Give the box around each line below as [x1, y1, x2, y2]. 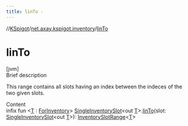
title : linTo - [6, 8, 44, 15]
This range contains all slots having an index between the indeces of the [6, 83, 183, 90]
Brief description [6, 72, 47, 79]
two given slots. [6, 89, 45, 96]
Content [6, 101, 26, 108]
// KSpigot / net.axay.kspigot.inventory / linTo [6, 25, 108, 32]
